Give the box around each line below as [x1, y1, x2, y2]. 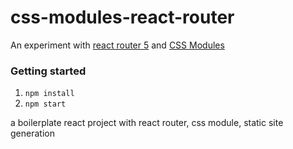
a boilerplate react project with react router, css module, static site [10, 117, 284, 129]
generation [10, 127, 55, 140]
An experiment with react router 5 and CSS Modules [10, 39, 225, 51]
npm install [24, 89, 75, 99]
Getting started [10, 64, 87, 78]
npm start [24, 99, 67, 110]
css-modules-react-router [10, 6, 235, 29]
